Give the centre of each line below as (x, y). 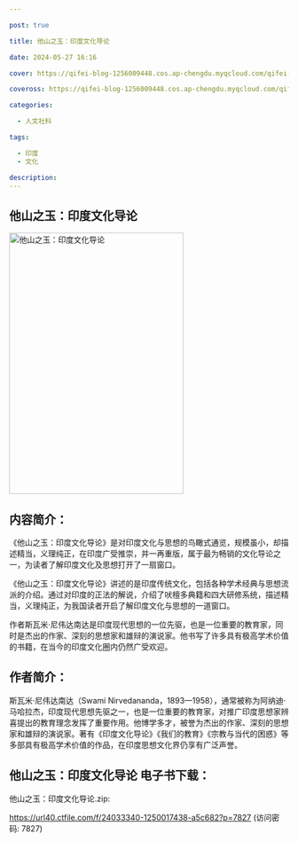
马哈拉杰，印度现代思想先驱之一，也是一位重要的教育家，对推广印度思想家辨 (149, 712)
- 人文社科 (35, 122)
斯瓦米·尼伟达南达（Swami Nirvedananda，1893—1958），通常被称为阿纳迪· (148, 700)
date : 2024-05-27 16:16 (53, 57)
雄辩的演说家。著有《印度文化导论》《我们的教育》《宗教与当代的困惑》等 (157, 734)
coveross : (27, 90)
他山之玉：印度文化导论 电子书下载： (110, 776)
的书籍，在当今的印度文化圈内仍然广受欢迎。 (91, 647)
